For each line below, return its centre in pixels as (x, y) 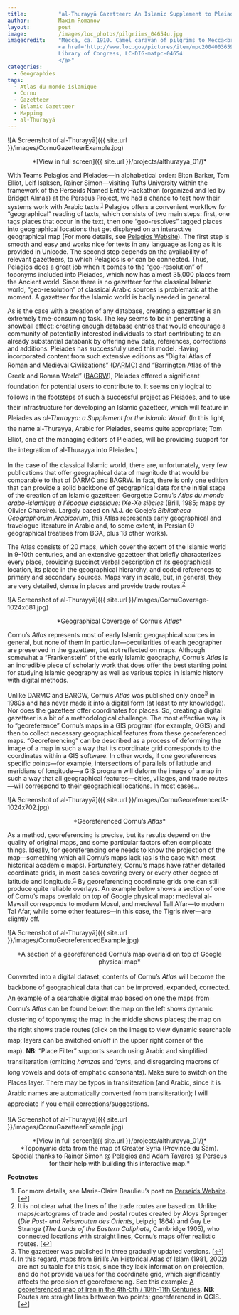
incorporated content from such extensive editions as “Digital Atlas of (109, 356)
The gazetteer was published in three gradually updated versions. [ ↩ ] (121, 1251)
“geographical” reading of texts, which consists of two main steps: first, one (118, 214)
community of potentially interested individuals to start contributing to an (114, 334)
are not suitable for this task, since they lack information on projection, (121, 1266)
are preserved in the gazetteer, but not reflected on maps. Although (106, 650)
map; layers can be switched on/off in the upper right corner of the (106, 1040)
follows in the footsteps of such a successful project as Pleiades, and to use (119, 397)
